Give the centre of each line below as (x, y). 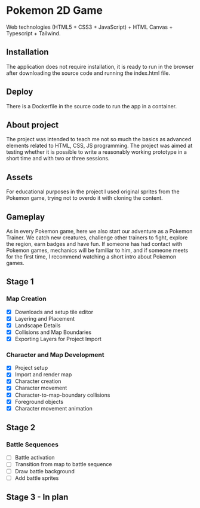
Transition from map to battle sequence (63, 464)
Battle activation (35, 458)
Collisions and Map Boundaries (53, 332)
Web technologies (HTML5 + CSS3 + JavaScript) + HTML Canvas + (90, 27)
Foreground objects (39, 401)
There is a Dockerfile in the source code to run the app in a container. (92, 106)
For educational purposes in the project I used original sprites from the (93, 191)
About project (32, 125)
